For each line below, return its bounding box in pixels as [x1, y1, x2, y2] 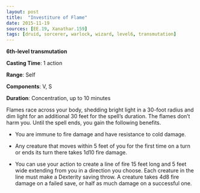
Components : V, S [6, 83, 52, 90]
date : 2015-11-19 [6, 20, 50, 26]
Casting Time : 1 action [6, 60, 63, 67]
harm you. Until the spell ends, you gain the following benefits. [6, 119, 161, 127]
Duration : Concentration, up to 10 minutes [6, 95, 111, 102]
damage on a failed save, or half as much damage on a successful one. [14, 180, 192, 187]
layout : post [6, 8, 39, 15]
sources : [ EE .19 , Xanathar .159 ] [6, 25, 87, 32]
